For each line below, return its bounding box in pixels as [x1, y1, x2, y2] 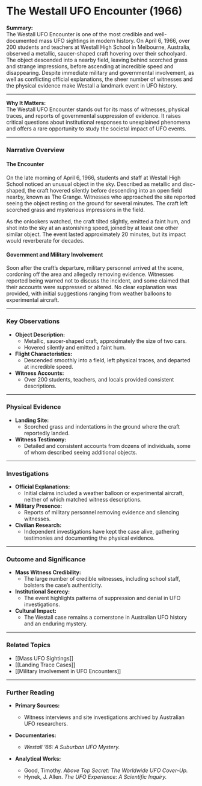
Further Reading [6, 688, 55, 697]
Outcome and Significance [6, 555, 86, 564]
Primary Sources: [14, 702, 60, 709]
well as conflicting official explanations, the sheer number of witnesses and [6, 75, 193, 83]
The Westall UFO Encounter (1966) [6, 4, 183, 18]
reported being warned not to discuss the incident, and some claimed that [6, 277, 189, 284]
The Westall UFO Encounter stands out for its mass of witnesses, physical [6, 106, 189, 113]
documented [6, 37, 38, 44]
